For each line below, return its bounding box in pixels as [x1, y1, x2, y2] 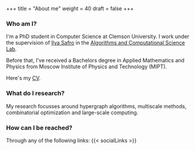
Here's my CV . [6, 75, 41, 82]
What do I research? [6, 89, 65, 98]
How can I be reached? [6, 124, 73, 132]
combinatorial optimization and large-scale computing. [6, 109, 139, 116]
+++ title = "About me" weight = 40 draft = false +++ [6, 5, 134, 12]
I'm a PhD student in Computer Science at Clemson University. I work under [6, 33, 190, 40]
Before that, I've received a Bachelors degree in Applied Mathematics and [6, 57, 185, 64]
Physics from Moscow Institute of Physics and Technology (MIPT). [6, 63, 167, 70]
